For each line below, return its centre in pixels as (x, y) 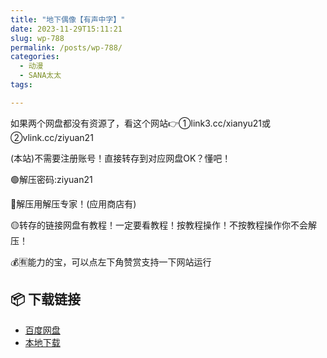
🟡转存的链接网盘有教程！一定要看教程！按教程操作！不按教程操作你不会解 (163, 225)
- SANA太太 (40, 76)
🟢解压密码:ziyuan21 (51, 179)
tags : (21, 85)
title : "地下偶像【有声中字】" (68, 19)
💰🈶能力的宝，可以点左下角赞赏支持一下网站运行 (111, 262)
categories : (35, 57)
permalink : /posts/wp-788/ (66, 47)
